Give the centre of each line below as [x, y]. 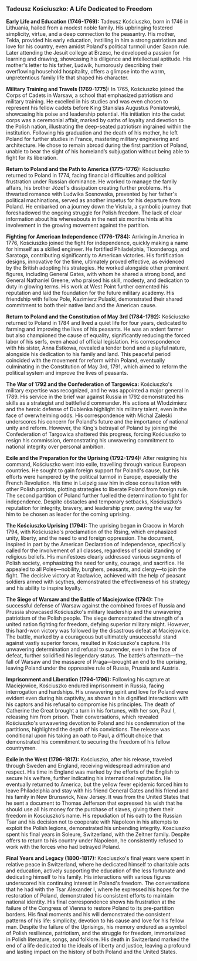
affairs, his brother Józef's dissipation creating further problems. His [89, 188]
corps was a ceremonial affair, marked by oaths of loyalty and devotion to [95, 120]
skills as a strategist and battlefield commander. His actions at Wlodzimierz [97, 403]
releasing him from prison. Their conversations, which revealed [82, 717]
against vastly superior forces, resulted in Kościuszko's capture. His [88, 643]
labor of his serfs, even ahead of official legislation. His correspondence [93, 342]
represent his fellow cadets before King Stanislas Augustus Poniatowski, [93, 108]
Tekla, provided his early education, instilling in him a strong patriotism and [96, 41]
